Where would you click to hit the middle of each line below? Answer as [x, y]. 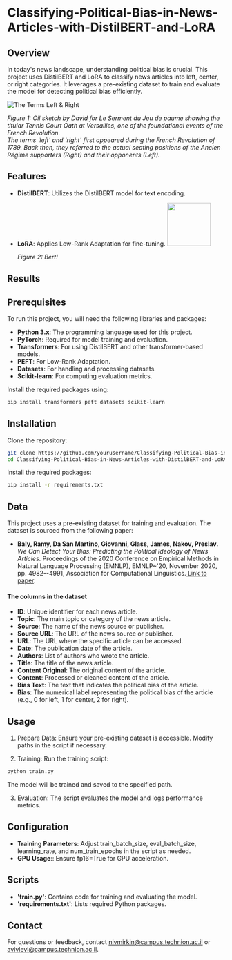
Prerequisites [37, 302]
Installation [32, 423]
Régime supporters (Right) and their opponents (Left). [84, 155]
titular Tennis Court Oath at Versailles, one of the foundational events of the [115, 125]
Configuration [38, 827]
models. [29, 354]
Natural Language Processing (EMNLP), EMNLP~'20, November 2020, [117, 566]
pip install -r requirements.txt [55, 485]
